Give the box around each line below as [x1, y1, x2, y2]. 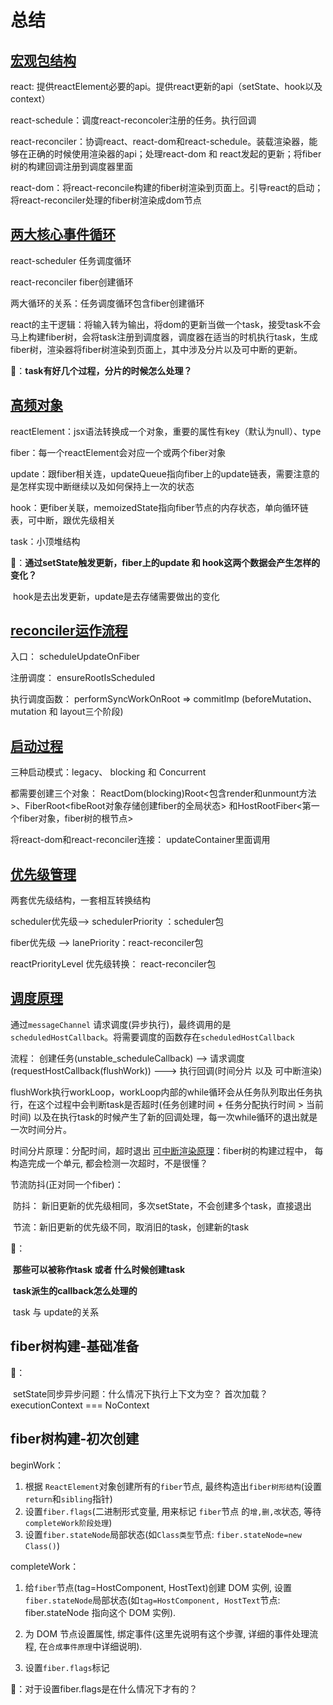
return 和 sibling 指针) [24, 1492, 113, 1505]
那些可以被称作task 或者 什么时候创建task [12, 1263, 186, 1275]
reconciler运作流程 [10, 622, 128, 640]
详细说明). [101, 1640, 143, 1652]
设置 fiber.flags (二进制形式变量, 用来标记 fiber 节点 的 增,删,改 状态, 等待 [24, 1505, 322, 1517]
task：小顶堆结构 [10, 535, 81, 547]
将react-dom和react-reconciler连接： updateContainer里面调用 [10, 834, 271, 846]
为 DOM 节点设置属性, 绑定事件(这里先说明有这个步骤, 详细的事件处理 [24, 1627, 310, 1640]
